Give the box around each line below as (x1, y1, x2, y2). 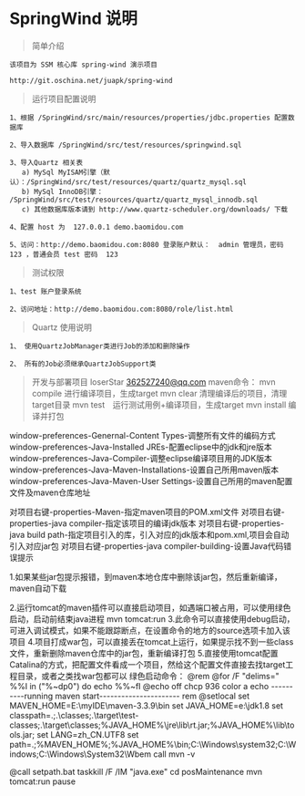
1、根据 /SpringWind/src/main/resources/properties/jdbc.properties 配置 (9, 113, 289, 122)
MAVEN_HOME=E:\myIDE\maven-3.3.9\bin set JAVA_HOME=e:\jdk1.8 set (9, 699, 284, 711)
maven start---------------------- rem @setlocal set (55, 690, 250, 701)
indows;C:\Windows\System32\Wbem (9, 749, 152, 760)
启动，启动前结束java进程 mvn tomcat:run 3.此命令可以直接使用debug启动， (9, 613, 295, 625)
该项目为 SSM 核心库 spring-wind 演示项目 (9, 60, 158, 69)
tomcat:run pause (9, 776, 76, 787)
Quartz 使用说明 (31, 321, 93, 333)
